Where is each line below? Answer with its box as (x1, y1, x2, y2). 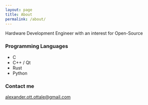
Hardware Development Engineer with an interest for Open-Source (5, 30, 143, 36)
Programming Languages (5, 43, 69, 50)
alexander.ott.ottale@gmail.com (5, 93, 71, 100)
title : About (5, 12, 33, 17)
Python (12, 70, 28, 76)
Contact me (5, 82, 35, 89)
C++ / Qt (12, 59, 31, 65)
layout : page (5, 7, 33, 12)
